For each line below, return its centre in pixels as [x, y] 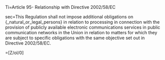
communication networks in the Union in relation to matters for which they [81, 32]
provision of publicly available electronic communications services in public [83, 27]
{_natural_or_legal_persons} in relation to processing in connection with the [82, 22]
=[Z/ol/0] [14, 53]
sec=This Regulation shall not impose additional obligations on [69, 17]
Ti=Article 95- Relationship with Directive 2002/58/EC [60, 7]
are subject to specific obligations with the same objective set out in [75, 38]
